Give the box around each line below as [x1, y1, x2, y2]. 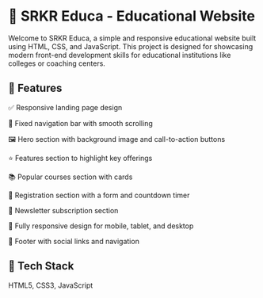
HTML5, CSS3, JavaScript [8, 281, 93, 290]
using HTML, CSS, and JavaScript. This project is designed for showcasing [8, 41, 253, 51]
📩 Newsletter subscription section [8, 205, 119, 215]
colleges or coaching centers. [8, 59, 105, 68]
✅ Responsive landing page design [8, 102, 123, 112]
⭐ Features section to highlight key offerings [8, 153, 153, 162]
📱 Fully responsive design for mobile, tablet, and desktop [8, 221, 194, 231]
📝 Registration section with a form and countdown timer [8, 190, 190, 200]
